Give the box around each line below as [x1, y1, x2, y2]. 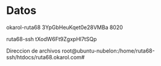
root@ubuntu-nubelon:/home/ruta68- [62, 47, 155, 54]
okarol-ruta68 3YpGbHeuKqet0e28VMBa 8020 [6, 24, 124, 31]
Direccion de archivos [6, 47, 61, 54]
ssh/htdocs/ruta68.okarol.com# [6, 53, 85, 61]
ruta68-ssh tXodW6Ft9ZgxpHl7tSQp [6, 35, 97, 42]
